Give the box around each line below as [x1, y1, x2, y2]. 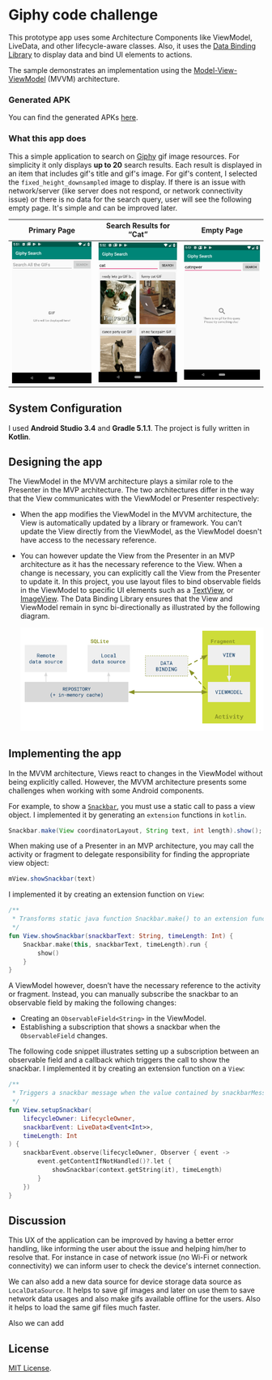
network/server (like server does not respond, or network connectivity [8, 185, 243, 195]
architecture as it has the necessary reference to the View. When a [19, 560, 243, 569]
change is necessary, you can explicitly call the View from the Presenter [19, 569, 261, 578]
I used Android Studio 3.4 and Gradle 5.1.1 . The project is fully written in [8, 423, 250, 432]
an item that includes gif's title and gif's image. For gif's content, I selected [8, 168, 257, 178]
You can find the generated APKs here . [8, 113, 139, 122]
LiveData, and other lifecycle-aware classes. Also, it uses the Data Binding [8, 40, 257, 50]
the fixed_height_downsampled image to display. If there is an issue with [8, 177, 245, 187]
